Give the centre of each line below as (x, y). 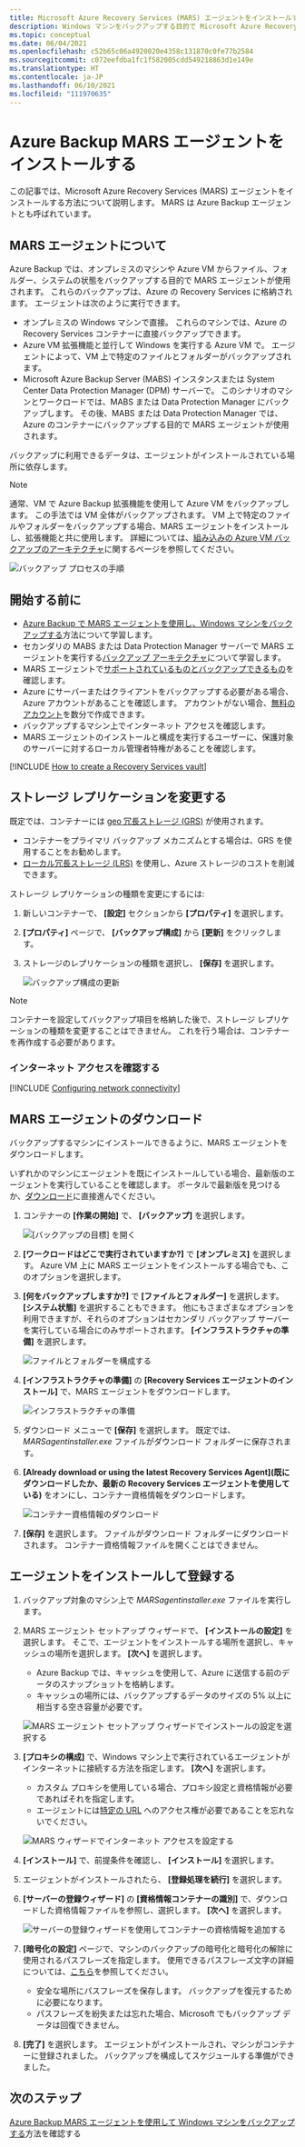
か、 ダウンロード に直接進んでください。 (85, 1195)
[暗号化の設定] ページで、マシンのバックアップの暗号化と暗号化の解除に (157, 1948)
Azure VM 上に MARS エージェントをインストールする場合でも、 (161, 1265)
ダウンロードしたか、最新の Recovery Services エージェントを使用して (156, 1483)
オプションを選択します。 (78, 1276)
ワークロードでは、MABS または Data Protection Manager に (152, 402)
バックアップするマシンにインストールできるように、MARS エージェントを (149, 1143)
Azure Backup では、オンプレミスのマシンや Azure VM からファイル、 (141, 269)
